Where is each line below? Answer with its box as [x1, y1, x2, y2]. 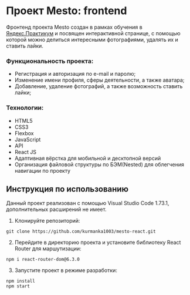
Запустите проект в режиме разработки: [14, 267, 117, 274]
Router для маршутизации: [14, 245, 82, 252]
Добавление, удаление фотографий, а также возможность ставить [14, 83, 183, 90]
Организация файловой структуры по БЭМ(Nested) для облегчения [14, 160, 185, 168]
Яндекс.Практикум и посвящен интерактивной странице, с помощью [6, 29, 181, 36]
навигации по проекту [14, 167, 71, 174]
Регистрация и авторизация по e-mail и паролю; [14, 71, 136, 78]
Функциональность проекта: [6, 57, 94, 65]
